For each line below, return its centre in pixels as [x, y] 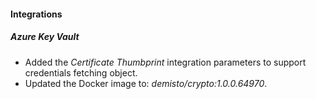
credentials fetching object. [81, 72]
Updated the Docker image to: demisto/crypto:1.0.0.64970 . [146, 83]
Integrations [36, 14]
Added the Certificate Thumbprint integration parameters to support [165, 62]
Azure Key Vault [45, 37]
